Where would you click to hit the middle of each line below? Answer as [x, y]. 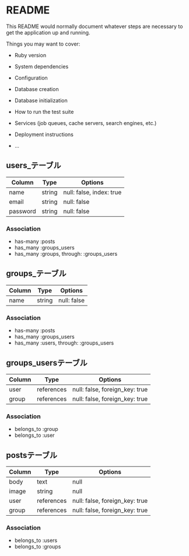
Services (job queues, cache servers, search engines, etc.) [85, 123]
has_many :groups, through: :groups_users [66, 254]
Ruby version [30, 55]
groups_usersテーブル [47, 363]
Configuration [31, 78]
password [22, 211]
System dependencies [41, 66]
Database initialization [41, 100]
